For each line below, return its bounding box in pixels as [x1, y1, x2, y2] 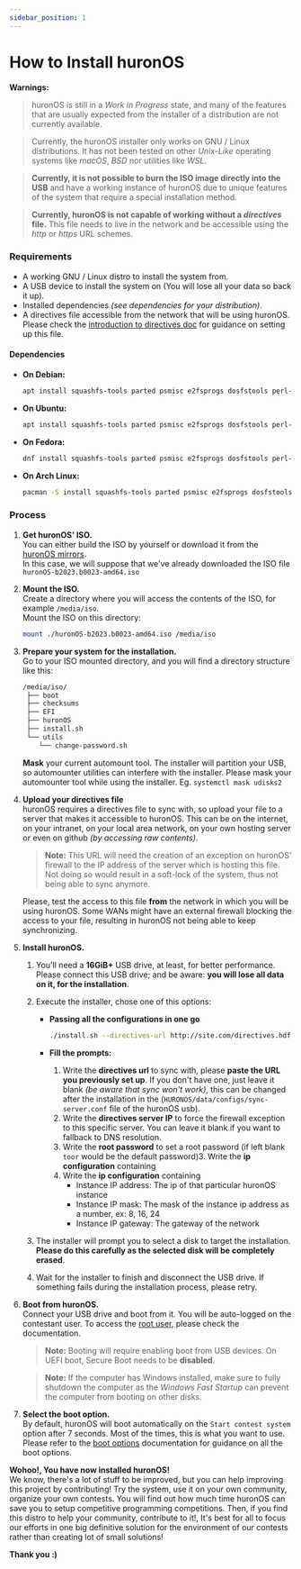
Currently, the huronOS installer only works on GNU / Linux [31, 136, 250, 147]
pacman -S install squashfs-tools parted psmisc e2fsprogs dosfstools [22, 487, 293, 496]
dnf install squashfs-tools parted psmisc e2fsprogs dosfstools [22, 454, 269, 463]
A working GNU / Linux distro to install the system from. [22, 271, 229, 282]
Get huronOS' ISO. [22, 529, 93, 540]
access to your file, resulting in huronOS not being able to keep [22, 915, 256, 926]
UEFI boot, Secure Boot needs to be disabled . [44, 1355, 216, 1365]
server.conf [62, 1104, 108, 1113]
